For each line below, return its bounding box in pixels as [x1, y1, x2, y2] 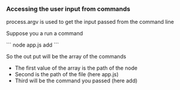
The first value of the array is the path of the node [14, 64, 138, 72]
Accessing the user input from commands [6, 5, 131, 13]
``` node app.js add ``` [6, 41, 60, 49]
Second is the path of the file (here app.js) [14, 71, 119, 78]
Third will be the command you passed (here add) [14, 77, 138, 85]
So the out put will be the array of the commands [6, 53, 126, 60]
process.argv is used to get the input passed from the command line [6, 18, 174, 26]
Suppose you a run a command [6, 30, 83, 37]
